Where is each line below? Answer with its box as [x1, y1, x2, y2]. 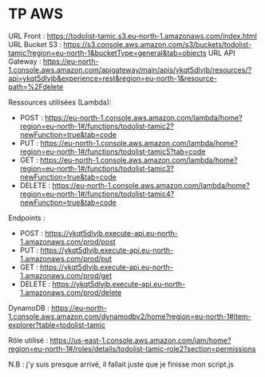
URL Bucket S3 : [8, 39, 62, 49]
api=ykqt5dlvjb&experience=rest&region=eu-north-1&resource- [8, 73, 217, 83]
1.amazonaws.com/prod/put [19, 253, 113, 263]
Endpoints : [8, 213, 45, 222]
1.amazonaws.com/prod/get [19, 270, 113, 280]
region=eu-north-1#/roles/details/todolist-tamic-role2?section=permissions [8, 344, 256, 353]
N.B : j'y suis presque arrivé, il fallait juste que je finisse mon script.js [8, 359, 234, 369]
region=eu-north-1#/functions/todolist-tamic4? [19, 189, 175, 198]
